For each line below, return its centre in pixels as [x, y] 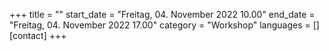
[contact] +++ [38, 35]
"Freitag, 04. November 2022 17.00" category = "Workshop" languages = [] [164, 25]
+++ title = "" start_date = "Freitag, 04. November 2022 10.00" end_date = [162, 14]
